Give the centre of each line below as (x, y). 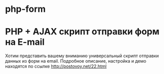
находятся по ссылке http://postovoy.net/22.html (56, 66)
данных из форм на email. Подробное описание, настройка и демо (76, 61)
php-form (25, 9)
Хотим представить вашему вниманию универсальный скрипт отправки (82, 56)
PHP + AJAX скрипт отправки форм (82, 32)
